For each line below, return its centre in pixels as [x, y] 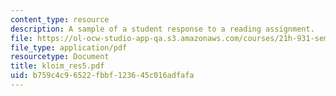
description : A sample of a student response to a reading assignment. [162, 29]
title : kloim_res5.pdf [57, 66]
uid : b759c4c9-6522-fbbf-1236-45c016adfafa [102, 76]
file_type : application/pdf [69, 47]
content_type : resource [60, 19]
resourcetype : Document [60, 57]
